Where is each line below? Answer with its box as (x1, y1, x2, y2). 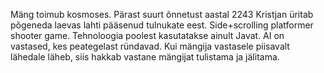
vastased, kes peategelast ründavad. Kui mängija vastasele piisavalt (10, 40, 290, 52)
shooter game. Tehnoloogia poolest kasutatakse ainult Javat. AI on (10, 30, 285, 41)
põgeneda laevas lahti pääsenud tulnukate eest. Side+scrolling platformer (10, 19, 314, 31)
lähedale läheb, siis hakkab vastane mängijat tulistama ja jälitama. (10, 51, 280, 63)
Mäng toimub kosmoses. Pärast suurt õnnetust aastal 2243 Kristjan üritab (10, 9, 314, 20)
